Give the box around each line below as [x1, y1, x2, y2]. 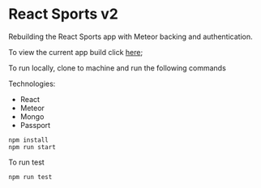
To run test [8, 157, 45, 167]
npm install [8, 135, 49, 144]
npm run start [8, 143, 57, 151]
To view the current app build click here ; [8, 47, 143, 57]
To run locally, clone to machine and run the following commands [8, 62, 227, 73]
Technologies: [8, 79, 56, 88]
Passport [19, 120, 51, 130]
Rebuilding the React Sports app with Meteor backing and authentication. [8, 32, 253, 41]
